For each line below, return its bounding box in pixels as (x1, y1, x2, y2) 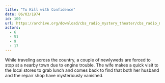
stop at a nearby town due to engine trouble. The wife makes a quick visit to (5, 62, 159, 68)
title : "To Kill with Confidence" (5, 7, 76, 12)
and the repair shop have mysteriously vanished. (5, 72, 104, 78)
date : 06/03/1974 (5, 12, 41, 17)
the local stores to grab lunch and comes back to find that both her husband (5, 67, 160, 73)
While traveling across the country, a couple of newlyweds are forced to (5, 57, 151, 62)
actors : (5, 25, 21, 30)
